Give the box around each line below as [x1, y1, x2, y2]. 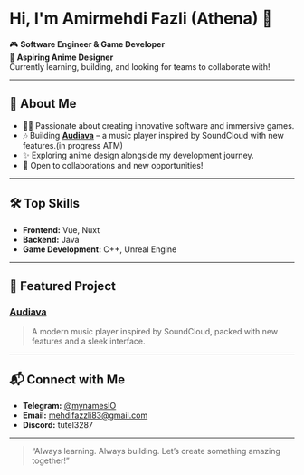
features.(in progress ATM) [22, 140, 124, 150]
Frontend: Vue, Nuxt [22, 224, 100, 235]
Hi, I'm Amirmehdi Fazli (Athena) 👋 [9, 8, 273, 29]
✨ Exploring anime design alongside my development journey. [22, 150, 255, 160]
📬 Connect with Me [9, 372, 125, 387]
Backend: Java [22, 234, 80, 245]
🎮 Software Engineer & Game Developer [9, 38, 166, 49]
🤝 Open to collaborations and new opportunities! [22, 160, 204, 170]
